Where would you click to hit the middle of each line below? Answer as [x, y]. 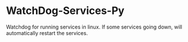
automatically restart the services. [47, 33]
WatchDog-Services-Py [65, 11]
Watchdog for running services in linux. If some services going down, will [94, 27]
